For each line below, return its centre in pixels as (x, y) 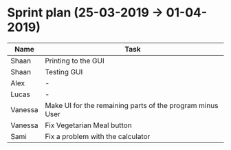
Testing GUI (64, 72)
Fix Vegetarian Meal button (88, 125)
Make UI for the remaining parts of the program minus (131, 105)
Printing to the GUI (74, 61)
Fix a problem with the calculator (97, 136)
